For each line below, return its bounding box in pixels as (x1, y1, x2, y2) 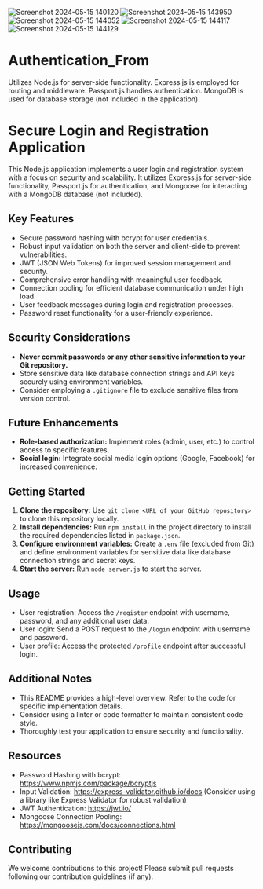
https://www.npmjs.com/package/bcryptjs (19, 778, 157, 788)
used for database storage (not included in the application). (8, 94, 200, 104)
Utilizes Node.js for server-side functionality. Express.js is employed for (8, 77, 239, 86)
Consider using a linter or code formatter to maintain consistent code (19, 709, 243, 719)
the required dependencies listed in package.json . (19, 531, 181, 540)
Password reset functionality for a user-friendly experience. (19, 308, 214, 317)
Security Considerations (8, 331, 131, 345)
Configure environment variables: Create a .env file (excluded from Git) (19, 539, 254, 549)
